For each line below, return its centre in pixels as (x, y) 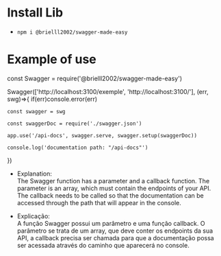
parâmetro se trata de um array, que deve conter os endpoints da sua (115, 231)
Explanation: (35, 174)
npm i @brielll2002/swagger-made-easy (72, 32)
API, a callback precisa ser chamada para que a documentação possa (115, 237)
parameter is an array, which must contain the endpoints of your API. (114, 188)
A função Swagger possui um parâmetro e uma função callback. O (111, 223)
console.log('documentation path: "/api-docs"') (78, 148)
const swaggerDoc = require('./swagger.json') (75, 124)
